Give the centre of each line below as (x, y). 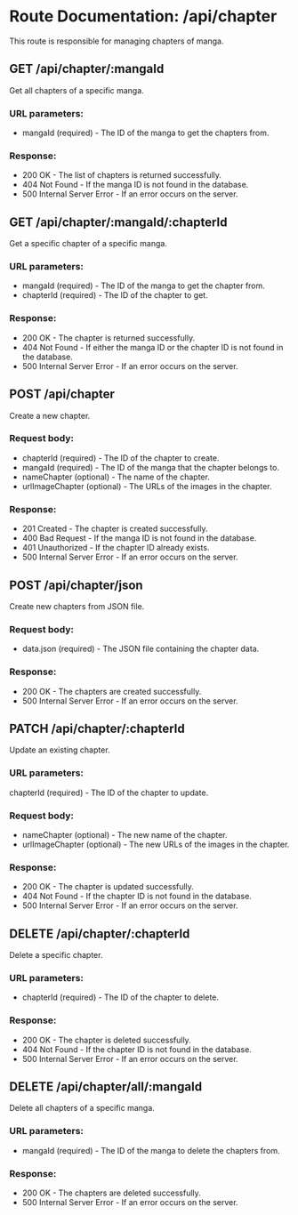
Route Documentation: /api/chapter (143, 16)
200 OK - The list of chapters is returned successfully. (122, 175)
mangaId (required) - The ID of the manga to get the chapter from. (143, 286)
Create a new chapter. (50, 415)
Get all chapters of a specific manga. (77, 90)
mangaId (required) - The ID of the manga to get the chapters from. (145, 133)
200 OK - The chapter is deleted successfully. (106, 1040)
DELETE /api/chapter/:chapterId (100, 933)
